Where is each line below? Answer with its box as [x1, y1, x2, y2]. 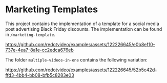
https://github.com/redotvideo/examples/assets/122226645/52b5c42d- [5, 67, 157, 73]
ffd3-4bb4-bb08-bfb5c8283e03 [5, 72, 74, 78]
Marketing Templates [5, 4, 98, 15]
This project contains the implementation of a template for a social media [5, 20, 160, 27]
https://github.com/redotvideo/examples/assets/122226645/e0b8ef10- [5, 41, 155, 47]
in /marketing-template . [5, 31, 55, 37]
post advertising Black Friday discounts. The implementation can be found [5, 26, 162, 32]
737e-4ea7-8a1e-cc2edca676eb [5, 47, 74, 53]
